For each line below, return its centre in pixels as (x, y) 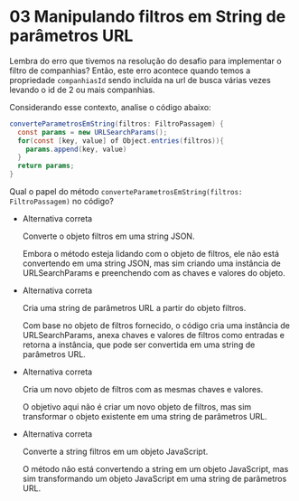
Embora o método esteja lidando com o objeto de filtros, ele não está (151, 254)
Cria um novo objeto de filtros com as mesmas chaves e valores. (143, 390)
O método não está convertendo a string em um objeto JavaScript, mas (155, 469)
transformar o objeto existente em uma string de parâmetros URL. (145, 417)
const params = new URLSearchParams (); (93, 132)
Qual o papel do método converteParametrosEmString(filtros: (126, 192)
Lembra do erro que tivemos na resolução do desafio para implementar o (145, 61)
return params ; (46, 166)
